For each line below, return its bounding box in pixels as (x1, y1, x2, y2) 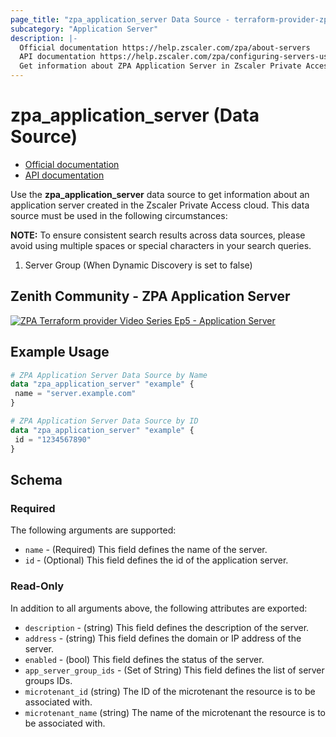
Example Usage (10, 344, 110, 361)
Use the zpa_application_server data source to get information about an (10, 188, 310, 200)
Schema (10, 471, 63, 488)
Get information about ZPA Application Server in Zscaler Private (19, 61, 302, 71)
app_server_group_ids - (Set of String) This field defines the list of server (24, 664, 325, 676)
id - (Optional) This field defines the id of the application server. (24, 554, 289, 566)
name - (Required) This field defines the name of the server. (24, 544, 268, 556)
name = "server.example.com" (14, 389, 137, 399)
